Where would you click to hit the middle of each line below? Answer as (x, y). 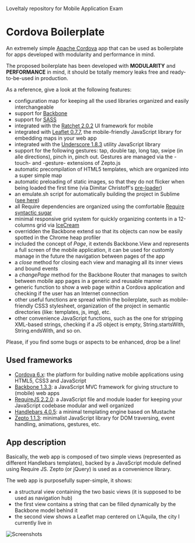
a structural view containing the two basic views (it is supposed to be (98, 492)
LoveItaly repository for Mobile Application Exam (65, 8)
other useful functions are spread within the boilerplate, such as (91, 299)
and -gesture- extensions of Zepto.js (76, 162)
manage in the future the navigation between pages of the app (90, 256)
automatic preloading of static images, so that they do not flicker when (100, 181)
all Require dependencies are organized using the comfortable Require (100, 206)
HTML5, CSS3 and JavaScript (50, 381)
